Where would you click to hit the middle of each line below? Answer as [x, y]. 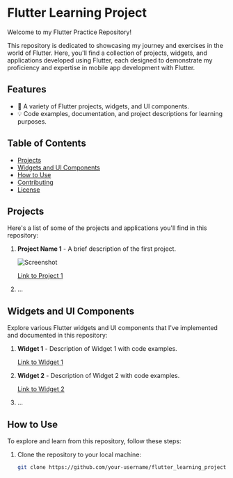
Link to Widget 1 [40, 362]
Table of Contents [47, 143]
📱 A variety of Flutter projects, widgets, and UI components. [103, 106]
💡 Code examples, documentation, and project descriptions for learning [120, 113]
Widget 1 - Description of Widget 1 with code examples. [97, 349]
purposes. [32, 121]
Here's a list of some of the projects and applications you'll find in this [107, 228]
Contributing [35, 182]
